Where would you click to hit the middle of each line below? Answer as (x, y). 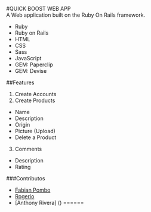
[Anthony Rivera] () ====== (50, 203)
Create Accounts (36, 94)
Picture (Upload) (35, 131)
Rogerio (24, 196)
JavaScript (28, 58)
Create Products (35, 100)
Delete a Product (36, 137)
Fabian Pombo (33, 190)
